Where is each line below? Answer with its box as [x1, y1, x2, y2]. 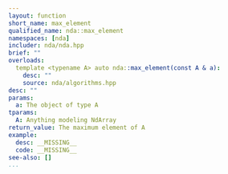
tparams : [8, 109, 38, 117]
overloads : [8, 57, 45, 65]
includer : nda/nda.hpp [8, 42, 84, 50]
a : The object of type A [15, 101, 99, 109]
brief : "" [8, 49, 42, 57]
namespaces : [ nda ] [8, 34, 70, 42]
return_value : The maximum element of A [8, 123, 146, 132]
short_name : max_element [8, 19, 92, 27]
